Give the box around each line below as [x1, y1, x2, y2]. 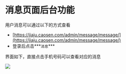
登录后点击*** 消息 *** [12, 43, 55, 49]
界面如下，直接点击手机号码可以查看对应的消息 [5, 53, 101, 60]
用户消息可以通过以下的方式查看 [5, 22, 70, 28]
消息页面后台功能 [5, 4, 75, 16]
